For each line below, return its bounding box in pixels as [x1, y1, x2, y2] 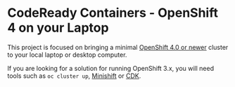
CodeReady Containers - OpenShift [7, 5, 218, 21]
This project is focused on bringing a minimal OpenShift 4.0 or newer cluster [7, 43, 229, 51]
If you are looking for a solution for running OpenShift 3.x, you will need [7, 64, 215, 72]
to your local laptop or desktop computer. [7, 51, 127, 59]
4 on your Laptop [7, 20, 109, 36]
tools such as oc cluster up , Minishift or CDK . [7, 72, 141, 80]
